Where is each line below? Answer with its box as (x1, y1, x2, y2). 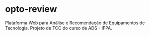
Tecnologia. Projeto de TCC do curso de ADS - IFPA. (5, 25, 113, 31)
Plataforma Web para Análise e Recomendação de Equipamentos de (5, 20, 145, 26)
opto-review (5, 3, 57, 15)
